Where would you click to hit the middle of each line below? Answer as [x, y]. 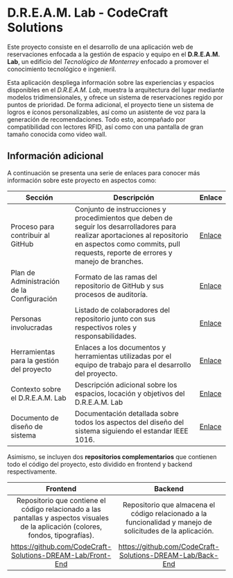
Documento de [35, 417]
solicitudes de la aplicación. [169, 531]
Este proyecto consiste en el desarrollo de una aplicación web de [100, 47]
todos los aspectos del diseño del [129, 422]
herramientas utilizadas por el [123, 356]
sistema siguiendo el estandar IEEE [131, 431]
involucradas [32, 327]
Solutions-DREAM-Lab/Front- [61, 555]
